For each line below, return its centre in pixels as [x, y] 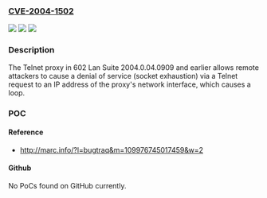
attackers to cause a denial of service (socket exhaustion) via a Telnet [123, 76]
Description [31, 50]
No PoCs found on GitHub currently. [67, 185]
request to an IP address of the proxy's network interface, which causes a [130, 84]
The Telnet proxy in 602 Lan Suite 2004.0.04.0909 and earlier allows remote [133, 67]
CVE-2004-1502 [41, 11]
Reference [26, 132]
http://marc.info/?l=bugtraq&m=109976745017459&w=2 [112, 149]
